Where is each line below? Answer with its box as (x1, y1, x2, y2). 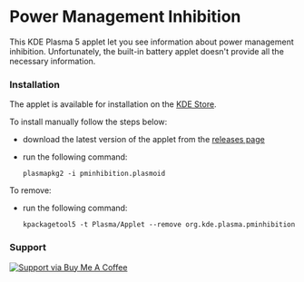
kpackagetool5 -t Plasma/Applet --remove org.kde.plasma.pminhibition (22, 220, 296, 229)
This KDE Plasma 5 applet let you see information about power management (9, 36, 294, 47)
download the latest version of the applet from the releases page (22, 134, 265, 145)
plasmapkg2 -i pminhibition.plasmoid (22, 170, 166, 179)
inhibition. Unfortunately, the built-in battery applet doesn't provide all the (9, 45, 284, 56)
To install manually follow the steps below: (9, 116, 168, 128)
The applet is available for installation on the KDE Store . (9, 99, 217, 110)
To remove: (9, 185, 52, 196)
